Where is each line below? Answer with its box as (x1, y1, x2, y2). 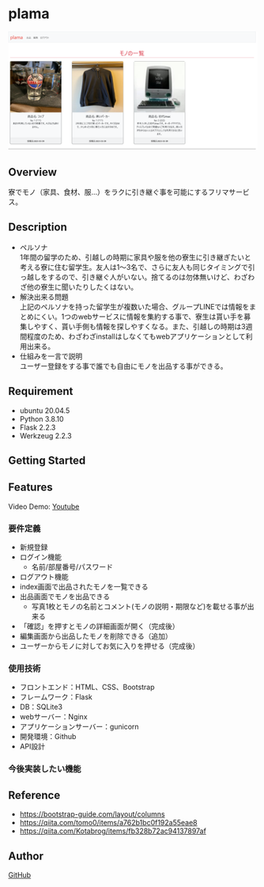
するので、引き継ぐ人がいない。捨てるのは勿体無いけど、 (47, 272, 235, 282)
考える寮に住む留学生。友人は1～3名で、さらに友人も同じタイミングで (19, 262, 249, 271)
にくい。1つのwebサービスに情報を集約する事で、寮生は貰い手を (33, 312, 244, 321)
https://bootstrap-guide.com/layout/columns (19, 809, 165, 819)
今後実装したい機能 (8, 764, 81, 775)
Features (8, 480, 53, 495)
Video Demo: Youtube (8, 502, 80, 511)
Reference (8, 788, 61, 802)
